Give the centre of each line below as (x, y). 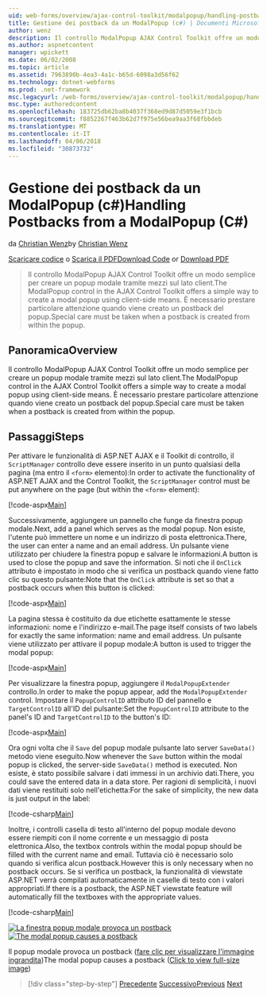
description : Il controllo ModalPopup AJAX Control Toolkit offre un (126, 38)
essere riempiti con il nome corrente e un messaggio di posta (108, 837)
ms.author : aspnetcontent (51, 45)
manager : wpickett (39, 52)
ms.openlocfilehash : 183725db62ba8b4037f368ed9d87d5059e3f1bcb (115, 112)
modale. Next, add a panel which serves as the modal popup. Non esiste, (127, 529)
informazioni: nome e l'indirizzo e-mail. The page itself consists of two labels (133, 627)
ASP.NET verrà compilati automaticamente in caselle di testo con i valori (126, 880)
